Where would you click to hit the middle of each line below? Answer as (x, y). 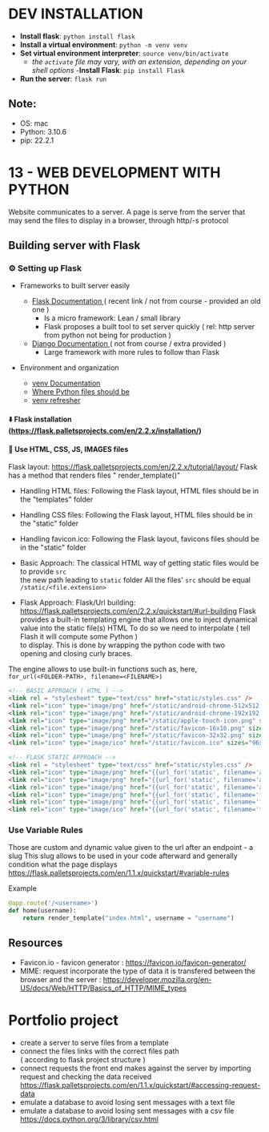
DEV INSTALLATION (76, 14)
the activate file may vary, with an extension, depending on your (139, 62)
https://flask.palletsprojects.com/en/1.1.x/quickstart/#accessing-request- (140, 1085)
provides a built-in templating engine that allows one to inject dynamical (139, 620)
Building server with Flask (74, 246)
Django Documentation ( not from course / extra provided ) (129, 344)
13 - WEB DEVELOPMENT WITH (114, 172)
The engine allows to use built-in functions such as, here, (103, 669)
